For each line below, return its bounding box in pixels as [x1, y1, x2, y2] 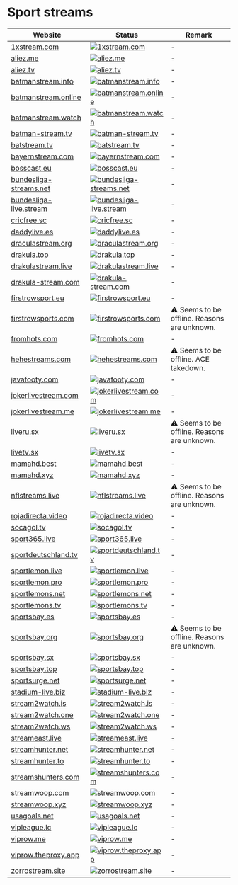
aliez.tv [11, 64, 35, 74]
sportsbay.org [11, 632, 58, 641]
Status [115, 30, 139, 40]
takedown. [170, 362, 205, 372]
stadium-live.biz [11, 687, 66, 697]
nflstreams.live [11, 490, 60, 500]
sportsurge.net [11, 675, 60, 685]
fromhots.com [11, 333, 58, 343]
